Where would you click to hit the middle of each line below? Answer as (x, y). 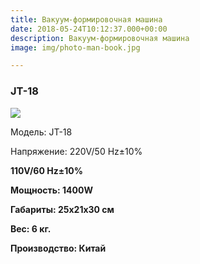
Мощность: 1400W (51, 190)
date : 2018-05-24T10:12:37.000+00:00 (89, 29)
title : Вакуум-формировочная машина (86, 19)
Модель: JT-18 (41, 132)
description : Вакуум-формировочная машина (100, 38)
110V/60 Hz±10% (46, 170)
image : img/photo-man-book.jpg (75, 47)
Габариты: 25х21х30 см (62, 209)
